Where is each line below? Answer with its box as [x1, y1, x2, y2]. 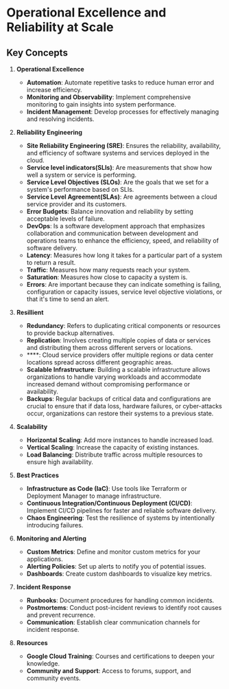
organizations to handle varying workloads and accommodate [26, 373, 202, 381]
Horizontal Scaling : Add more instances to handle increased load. [26, 436, 214, 444]
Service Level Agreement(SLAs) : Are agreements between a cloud [26, 193, 217, 201]
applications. [26, 555, 63, 563]
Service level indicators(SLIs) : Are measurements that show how [26, 164, 213, 171]
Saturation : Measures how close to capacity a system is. [26, 273, 188, 281]
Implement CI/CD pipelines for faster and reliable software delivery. [26, 507, 217, 514]
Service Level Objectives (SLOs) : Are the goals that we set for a [26, 178, 209, 186]
